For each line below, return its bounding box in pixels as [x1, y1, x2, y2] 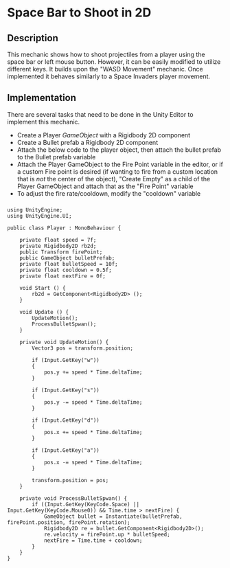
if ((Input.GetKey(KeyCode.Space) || [32, 501, 139, 508]
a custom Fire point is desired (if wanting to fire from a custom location [16, 167, 218, 176]
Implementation [7, 92, 77, 104]
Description [7, 32, 58, 44]
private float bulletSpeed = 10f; [19, 260, 118, 267]
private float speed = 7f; [19, 236, 97, 243]
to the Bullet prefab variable [16, 152, 96, 161]
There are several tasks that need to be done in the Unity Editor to [7, 110, 194, 118]
